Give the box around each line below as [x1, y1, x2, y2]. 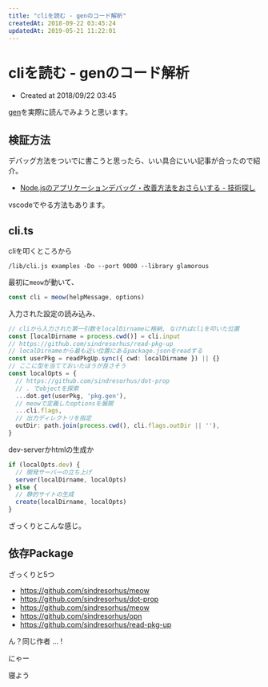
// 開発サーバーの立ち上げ [15, 468, 92, 476]
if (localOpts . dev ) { [8, 461, 81, 469]
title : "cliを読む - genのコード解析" [8, 11, 126, 20]
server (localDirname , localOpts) [15, 475, 127, 484]
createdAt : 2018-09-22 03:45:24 [8, 19, 116, 27]
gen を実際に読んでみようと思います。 [8, 108, 132, 117]
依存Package [8, 547, 74, 560]
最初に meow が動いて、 [8, 277, 78, 287]
